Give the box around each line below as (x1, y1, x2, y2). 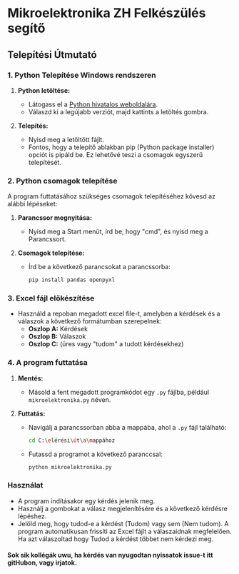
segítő (7, 20, 46, 36)
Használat (7, 480, 44, 490)
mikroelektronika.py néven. (28, 395, 111, 404)
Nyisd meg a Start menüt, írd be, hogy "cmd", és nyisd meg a (28, 227, 208, 236)
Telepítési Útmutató (7, 49, 98, 61)
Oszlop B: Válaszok (28, 332, 86, 341)
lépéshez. (17, 512, 47, 520)
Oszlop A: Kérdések (28, 325, 88, 333)
